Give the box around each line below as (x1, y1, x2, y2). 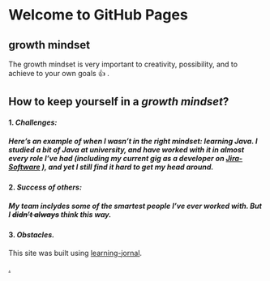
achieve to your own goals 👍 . (8, 69, 109, 78)
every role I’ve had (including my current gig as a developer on (8, 153, 225, 163)
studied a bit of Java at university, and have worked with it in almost (8, 144, 245, 155)
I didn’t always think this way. (8, 209, 112, 219)
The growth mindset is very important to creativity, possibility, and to (8, 59, 238, 69)
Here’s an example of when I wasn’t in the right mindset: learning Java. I (8, 136, 258, 146)
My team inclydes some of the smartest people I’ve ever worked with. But (8, 201, 262, 211)
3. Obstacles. (8, 229, 55, 240)
